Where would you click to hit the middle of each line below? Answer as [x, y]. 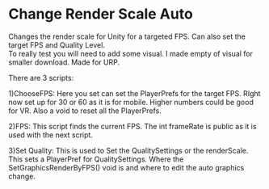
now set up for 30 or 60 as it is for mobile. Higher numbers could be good [131, 102]
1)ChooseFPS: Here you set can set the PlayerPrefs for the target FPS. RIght [134, 93]
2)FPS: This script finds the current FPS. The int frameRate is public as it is [132, 126]
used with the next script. [50, 135]
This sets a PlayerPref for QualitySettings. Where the [96, 159]
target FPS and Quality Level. [57, 44]
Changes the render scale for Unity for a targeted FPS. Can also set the [127, 36]
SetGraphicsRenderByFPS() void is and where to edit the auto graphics [126, 167]
